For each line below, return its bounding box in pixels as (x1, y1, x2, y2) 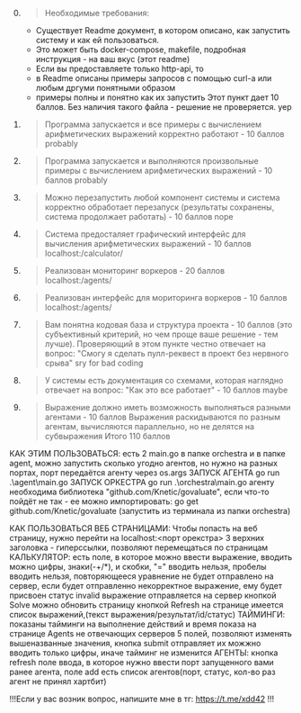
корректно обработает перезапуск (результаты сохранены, (44, 202, 275, 212)
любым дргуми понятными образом (35, 83, 176, 93)
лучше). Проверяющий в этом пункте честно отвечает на (44, 338, 267, 349)
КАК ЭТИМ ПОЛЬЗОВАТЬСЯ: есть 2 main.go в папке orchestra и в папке (9, 448, 286, 458)
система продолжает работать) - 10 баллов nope (44, 212, 234, 221)
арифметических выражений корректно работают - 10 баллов (44, 129, 285, 139)
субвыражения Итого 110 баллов (44, 431, 171, 441)
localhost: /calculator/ (44, 248, 124, 258)
